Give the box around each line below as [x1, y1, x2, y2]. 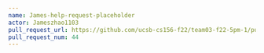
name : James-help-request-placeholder [8, 11, 135, 19]
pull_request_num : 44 [8, 33, 79, 41]
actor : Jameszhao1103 [8, 19, 79, 26]
